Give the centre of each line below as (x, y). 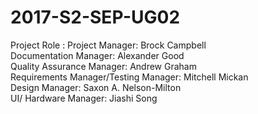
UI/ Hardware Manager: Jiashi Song (84, 98)
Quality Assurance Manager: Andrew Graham (103, 66)
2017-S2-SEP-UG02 (95, 17)
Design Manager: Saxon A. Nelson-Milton (96, 87)
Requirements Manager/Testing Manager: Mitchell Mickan (129, 77)
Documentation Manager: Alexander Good (97, 55)
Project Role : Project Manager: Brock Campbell (108, 45)
